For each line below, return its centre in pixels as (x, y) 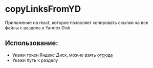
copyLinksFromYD (43, 9)
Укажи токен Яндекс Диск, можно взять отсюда (63, 55)
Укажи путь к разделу (35, 60)
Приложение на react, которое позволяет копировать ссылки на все (77, 23)
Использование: (32, 43)
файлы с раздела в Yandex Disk (38, 27)
